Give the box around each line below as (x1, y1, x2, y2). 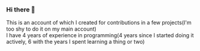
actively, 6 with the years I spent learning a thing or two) (6, 38, 145, 46)
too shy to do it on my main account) (6, 25, 97, 32)
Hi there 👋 (6, 5, 36, 14)
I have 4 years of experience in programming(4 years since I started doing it (6, 32, 194, 39)
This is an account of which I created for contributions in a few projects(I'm (6, 19, 192, 26)
